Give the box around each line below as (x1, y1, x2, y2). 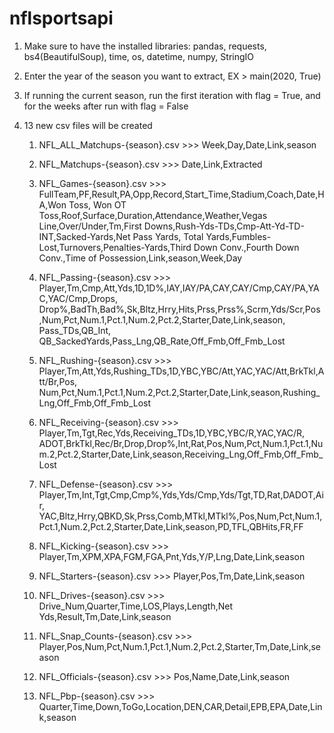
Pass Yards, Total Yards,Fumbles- (132, 230, 272, 242)
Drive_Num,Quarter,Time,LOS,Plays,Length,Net (38, 600, 234, 612)
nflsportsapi (9, 7, 114, 30)
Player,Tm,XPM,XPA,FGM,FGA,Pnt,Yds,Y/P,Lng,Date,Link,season (38, 550, 306, 562)
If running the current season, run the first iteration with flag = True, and (23, 89, 321, 101)
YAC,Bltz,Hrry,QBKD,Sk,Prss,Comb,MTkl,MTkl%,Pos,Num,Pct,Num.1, (38, 510, 323, 522)
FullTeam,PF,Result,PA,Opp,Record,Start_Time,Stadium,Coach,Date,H (38, 188, 325, 200)
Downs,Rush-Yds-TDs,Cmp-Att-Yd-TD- (143, 220, 305, 232)
